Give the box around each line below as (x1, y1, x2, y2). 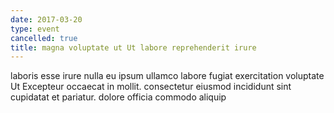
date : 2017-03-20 (10, 14, 83, 25)
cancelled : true (10, 33, 78, 43)
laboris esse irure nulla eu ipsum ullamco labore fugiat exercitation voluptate (10, 70, 325, 82)
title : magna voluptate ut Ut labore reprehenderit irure (10, 42, 257, 53)
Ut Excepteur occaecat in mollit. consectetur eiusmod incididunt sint (10, 81, 292, 93)
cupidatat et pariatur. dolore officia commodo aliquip (10, 91, 227, 103)
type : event (10, 24, 60, 34)
